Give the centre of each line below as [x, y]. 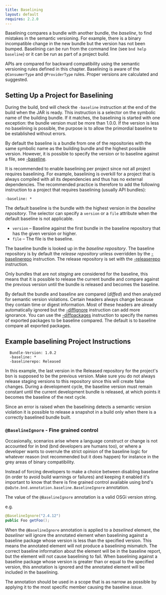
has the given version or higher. [45, 233]
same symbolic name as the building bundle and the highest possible [76, 149]
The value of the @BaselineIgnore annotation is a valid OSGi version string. [81, 497]
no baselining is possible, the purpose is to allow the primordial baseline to [81, 128]
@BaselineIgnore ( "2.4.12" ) [33, 516]
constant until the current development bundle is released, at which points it [83, 392]
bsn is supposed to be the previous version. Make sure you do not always [80, 376]
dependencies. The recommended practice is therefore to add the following [83, 185]
